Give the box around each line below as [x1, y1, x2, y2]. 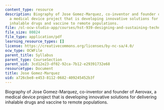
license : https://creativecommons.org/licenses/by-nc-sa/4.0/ [5, 44, 134, 48]
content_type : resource [5, 7, 54, 12]
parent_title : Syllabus [5, 52, 54, 58]
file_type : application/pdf [5, 35, 62, 40]
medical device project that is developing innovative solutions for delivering [5, 94, 157, 100]
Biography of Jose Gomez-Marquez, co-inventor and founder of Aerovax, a [5, 88, 157, 94]
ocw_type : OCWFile [5, 48, 42, 53]
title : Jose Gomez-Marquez [5, 71, 60, 76]
